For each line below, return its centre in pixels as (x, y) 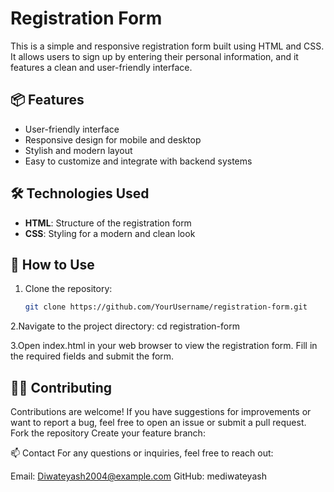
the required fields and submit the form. (92, 356)
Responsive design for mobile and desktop (113, 139)
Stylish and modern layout (78, 150)
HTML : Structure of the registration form (108, 223)
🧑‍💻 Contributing (61, 387)
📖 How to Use (52, 264)
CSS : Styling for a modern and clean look (110, 233)
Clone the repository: (68, 289)
